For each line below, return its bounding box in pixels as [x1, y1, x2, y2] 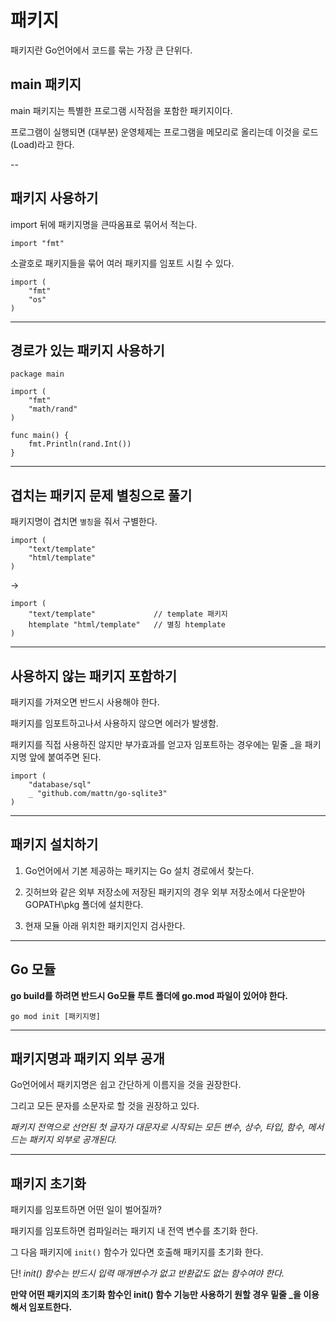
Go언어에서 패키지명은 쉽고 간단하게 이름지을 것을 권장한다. [10, 1079, 242, 1091]
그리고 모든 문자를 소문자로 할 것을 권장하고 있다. [10, 1100, 200, 1112]
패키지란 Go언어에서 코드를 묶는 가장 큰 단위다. [10, 44, 193, 56]
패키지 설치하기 [10, 836, 99, 853]
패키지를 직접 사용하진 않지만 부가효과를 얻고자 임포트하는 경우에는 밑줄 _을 [10, 739, 303, 750]
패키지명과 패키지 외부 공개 [10, 1051, 165, 1068]
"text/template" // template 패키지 [28, 609, 228, 620]
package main [10, 369, 65, 380]
